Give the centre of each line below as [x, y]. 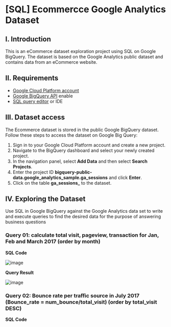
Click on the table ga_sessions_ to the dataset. [62, 183]
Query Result [20, 272]
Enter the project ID [33, 172]
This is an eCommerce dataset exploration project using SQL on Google [81, 51]
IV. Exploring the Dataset [45, 199]
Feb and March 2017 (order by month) [53, 242]
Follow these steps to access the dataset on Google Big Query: [71, 135]
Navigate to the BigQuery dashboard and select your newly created [83, 150]
